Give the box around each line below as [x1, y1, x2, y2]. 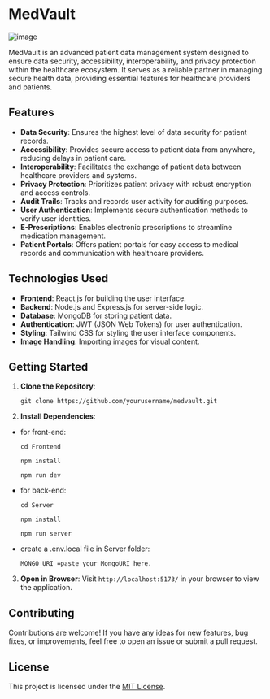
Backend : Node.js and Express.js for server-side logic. [20, 302, 204, 311]
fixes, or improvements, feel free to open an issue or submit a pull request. [8, 636, 258, 646]
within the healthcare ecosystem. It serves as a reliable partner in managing [8, 64, 263, 74]
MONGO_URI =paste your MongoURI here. [20, 560, 152, 568]
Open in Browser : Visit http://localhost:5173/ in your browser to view [20, 574, 259, 584]
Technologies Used [8, 271, 108, 285]
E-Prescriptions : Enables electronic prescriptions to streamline [20, 222, 233, 232]
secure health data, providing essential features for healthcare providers [8, 73, 251, 83]
